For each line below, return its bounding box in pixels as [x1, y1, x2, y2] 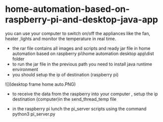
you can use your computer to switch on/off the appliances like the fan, [5, 30, 151, 36]
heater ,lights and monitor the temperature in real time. [5, 36, 116, 42]
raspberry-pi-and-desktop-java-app [5, 14, 158, 25]
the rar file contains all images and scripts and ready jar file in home [12, 45, 151, 51]
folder [12, 56, 25, 61]
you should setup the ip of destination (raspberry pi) [12, 71, 119, 77]
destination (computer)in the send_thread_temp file [12, 96, 117, 102]
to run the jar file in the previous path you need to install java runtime [12, 61, 152, 67]
